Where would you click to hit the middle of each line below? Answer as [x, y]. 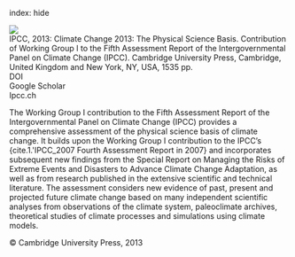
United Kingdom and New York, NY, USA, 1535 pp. [101, 67]
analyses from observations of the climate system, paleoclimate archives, [143, 206]
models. [24, 226]
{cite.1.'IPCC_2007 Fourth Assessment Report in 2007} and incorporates [140, 150]
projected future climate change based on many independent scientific [139, 197]
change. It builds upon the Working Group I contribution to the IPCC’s [136, 140]
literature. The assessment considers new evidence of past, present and [141, 188]
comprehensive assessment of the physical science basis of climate [134, 131]
